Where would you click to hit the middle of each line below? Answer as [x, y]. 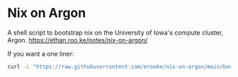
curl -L [19, 66]
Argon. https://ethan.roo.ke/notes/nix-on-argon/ [78, 40]
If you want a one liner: [41, 54]
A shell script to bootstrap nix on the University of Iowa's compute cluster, [115, 32]
